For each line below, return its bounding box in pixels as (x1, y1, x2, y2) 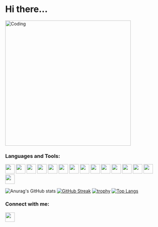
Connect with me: (5, 200, 50, 207)
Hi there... (5, 4, 48, 15)
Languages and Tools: (5, 152, 60, 159)
